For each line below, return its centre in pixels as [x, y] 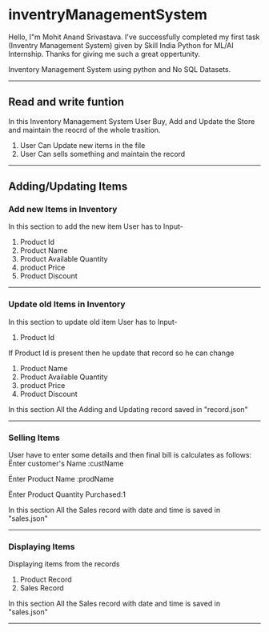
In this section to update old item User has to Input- [93, 322]
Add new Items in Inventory [63, 210]
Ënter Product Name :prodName [61, 479]
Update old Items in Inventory [67, 304]
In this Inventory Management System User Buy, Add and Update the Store [132, 121]
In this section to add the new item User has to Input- [96, 226]
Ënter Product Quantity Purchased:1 [67, 494]
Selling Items [34, 438]
